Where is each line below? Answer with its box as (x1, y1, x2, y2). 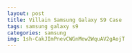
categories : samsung (7, 29, 67, 36)
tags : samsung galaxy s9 (7, 23, 79, 30)
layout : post (7, 10, 45, 17)
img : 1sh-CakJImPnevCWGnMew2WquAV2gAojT (7, 36, 126, 43)
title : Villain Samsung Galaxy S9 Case (7, 17, 122, 23)
